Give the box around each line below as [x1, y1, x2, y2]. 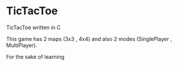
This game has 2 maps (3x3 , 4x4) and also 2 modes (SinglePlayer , [6, 35, 173, 42]
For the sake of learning [6, 53, 65, 60]
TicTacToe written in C [6, 24, 61, 31]
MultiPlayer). [6, 42, 38, 49]
